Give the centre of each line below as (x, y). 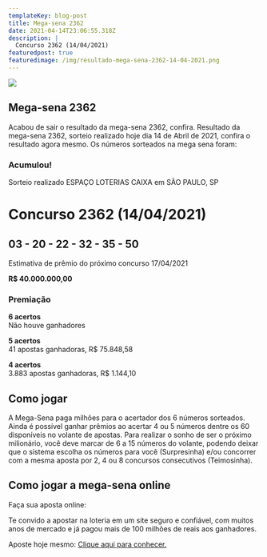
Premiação (30, 299)
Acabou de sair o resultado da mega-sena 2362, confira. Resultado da (124, 127)
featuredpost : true (41, 53)
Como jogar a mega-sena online (90, 485)
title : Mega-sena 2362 (46, 23)
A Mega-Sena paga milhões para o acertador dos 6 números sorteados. (127, 418)
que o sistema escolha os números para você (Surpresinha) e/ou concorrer (132, 452)
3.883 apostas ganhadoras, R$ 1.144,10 (72, 374)
